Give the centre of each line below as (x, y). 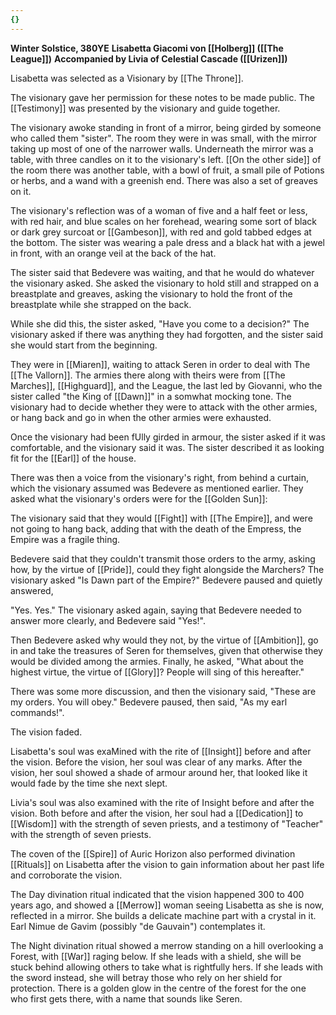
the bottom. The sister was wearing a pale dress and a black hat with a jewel (167, 242)
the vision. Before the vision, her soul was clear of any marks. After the (156, 762)
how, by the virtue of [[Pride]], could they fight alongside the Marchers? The (167, 569)
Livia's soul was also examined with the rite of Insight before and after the (162, 802)
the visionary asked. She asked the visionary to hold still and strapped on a (165, 283)
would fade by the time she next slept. (89, 783)
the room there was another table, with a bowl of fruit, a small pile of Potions (167, 170)
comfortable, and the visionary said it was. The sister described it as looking (167, 447)
